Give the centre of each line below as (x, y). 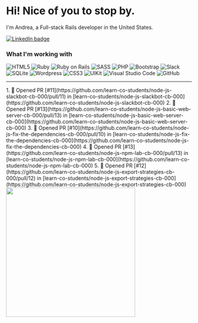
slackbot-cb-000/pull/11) (36, 96)
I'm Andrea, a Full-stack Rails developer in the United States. (80, 27)
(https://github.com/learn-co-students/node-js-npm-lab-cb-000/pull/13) (94, 153)
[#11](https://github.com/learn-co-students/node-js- (108, 91)
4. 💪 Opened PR (102, 147)
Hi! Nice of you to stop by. (71, 11)
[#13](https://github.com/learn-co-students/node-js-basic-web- (113, 109)
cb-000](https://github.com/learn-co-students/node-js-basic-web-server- (97, 122)
